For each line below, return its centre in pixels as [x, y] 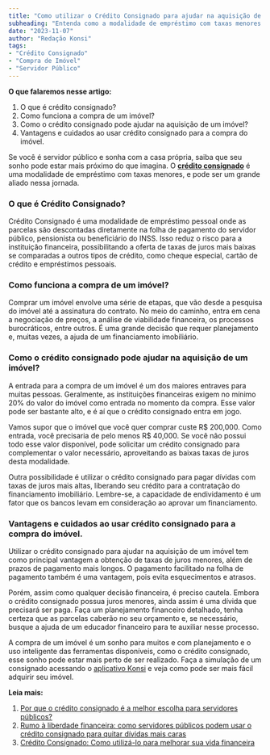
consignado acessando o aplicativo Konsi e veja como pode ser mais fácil [131, 668]
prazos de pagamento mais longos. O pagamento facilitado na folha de [126, 568]
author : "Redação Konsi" [50, 38]
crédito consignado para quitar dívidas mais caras [103, 734]
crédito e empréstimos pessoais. [62, 264]
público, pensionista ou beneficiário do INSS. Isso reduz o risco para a [125, 238]
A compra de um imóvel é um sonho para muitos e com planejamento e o [130, 642]
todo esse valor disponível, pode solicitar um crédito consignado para [124, 444]
